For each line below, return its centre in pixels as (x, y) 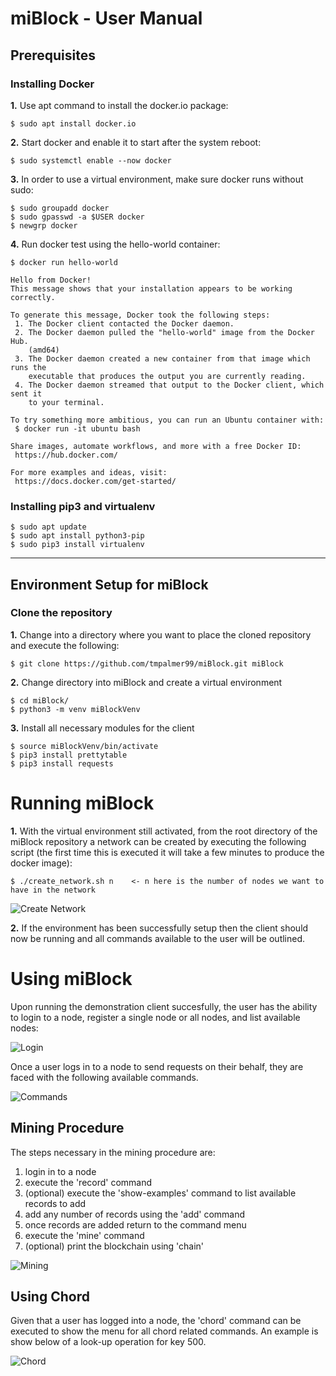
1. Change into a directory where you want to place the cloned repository (161, 634)
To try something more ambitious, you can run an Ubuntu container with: (167, 420)
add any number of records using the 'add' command (135, 1214)
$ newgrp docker (44, 225)
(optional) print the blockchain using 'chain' (114, 1246)
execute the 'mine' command (84, 1235)
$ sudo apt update (48, 527)
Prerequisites (53, 55)
